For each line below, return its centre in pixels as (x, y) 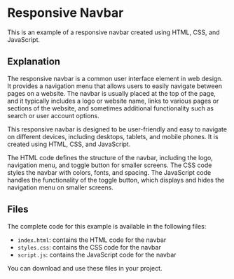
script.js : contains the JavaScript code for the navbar (97, 255)
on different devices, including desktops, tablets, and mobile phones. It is (113, 136)
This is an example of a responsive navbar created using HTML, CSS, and (113, 32)
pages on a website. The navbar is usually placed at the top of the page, (111, 93)
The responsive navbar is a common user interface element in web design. (115, 78)
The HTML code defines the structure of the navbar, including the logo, (110, 157)
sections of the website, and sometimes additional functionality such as (110, 108)
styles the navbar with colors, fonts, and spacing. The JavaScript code (109, 172)
